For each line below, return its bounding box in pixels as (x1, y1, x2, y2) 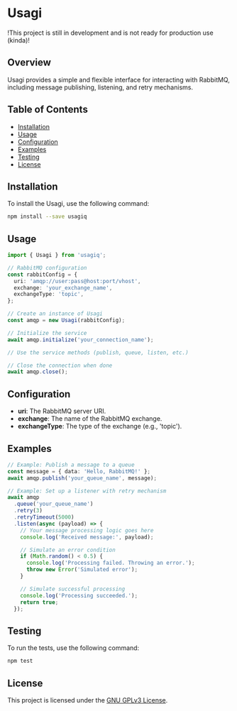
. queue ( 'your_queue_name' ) (13, 500, 94, 508)
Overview (7, 57, 52, 69)
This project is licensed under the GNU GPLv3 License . (7, 695, 168, 704)
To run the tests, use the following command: (7, 644, 140, 652)
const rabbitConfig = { (7, 271, 78, 278)
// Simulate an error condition (20, 546, 116, 553)
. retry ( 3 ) (13, 507, 43, 514)
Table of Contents (7, 104, 89, 116)
